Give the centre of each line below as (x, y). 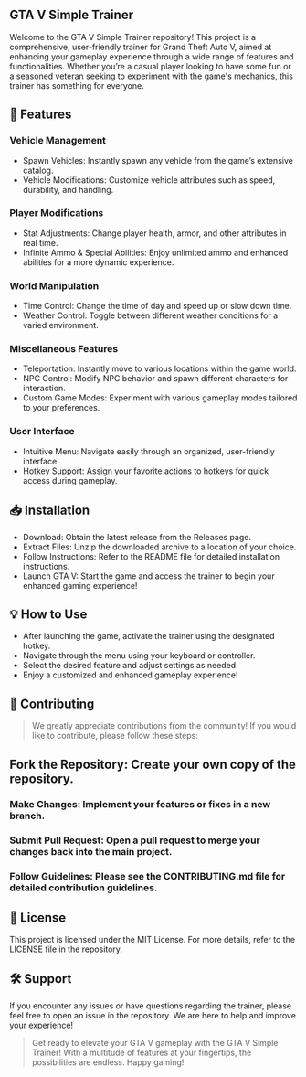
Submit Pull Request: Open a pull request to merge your (135, 840)
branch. (27, 816)
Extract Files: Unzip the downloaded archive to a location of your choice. (159, 547)
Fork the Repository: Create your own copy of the (153, 764)
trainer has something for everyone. (77, 85)
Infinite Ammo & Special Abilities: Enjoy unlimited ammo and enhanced (155, 252)
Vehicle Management (58, 141)
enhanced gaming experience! (80, 585)
